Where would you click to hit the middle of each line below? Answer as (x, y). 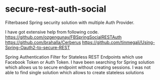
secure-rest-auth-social (56, 9)
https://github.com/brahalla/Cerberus (43, 42)
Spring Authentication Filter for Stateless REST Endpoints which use (74, 57)
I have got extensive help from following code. (52, 32)
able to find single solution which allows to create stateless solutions (75, 72)
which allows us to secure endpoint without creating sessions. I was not (78, 67)
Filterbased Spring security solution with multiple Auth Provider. (70, 22)
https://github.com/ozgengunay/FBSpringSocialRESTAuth (64, 37)
